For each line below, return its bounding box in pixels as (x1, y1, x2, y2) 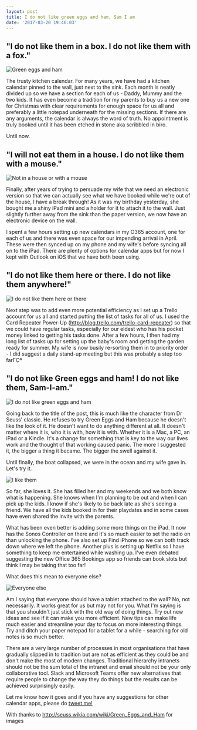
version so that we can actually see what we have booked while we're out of (6, 192, 191, 199)
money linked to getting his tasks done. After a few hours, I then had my (6, 331, 180, 339)
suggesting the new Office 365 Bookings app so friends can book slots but (6, 555, 188, 562)
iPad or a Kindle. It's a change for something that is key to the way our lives (6, 434, 188, 441)
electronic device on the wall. (6, 217, 77, 224)
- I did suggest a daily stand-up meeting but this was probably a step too (6, 350, 182, 357)
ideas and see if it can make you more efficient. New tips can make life (6, 614, 177, 621)
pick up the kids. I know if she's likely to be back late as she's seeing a (6, 500, 177, 507)
